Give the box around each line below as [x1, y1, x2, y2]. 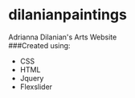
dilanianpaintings [8, 6, 127, 24]
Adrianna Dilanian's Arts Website [8, 32, 117, 42]
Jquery [19, 73, 44, 83]
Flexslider [19, 82, 53, 92]
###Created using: [8, 40, 71, 50]
